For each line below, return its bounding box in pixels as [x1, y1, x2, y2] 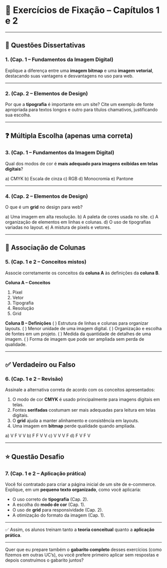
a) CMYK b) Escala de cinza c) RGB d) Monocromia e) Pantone [5, 175, 133, 181]
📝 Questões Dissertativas [5, 41, 85, 49]
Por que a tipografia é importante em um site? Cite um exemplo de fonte [5, 101, 154, 107]
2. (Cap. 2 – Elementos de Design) [5, 90, 88, 97]
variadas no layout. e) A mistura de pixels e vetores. [5, 224, 111, 230]
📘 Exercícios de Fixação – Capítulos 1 [5, 4, 160, 16]
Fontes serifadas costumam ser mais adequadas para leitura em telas [12, 407, 156, 413]
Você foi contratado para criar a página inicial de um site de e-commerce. [5, 481, 157, 487]
